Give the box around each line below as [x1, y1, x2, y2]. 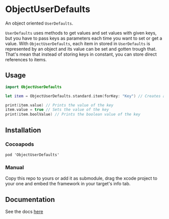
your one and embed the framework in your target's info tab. [5, 181, 131, 187]
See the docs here [5, 208, 44, 214]
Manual [5, 164, 24, 171]
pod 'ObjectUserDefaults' [5, 152, 59, 157]
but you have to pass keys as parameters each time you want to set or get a [5, 35, 162, 41]
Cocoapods [5, 141, 34, 148]
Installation [5, 126, 41, 134]
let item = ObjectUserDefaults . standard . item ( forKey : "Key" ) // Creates [5, 93, 161, 98]
